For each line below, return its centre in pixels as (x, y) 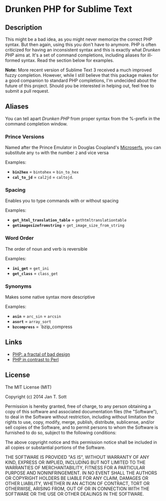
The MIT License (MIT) (28, 387)
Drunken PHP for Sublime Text (69, 9)
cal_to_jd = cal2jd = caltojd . (43, 177)
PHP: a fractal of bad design (41, 354)
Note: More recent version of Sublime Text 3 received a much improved (79, 70)
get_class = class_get (35, 273)
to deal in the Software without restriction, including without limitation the (80, 417)
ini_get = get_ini (31, 268)
